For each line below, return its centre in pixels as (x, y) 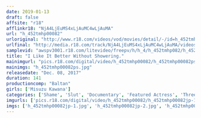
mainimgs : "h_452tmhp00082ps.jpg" (49, 67)
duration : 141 (24, 78)
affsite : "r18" (25, 23)
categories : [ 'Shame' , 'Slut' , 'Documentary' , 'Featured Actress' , (92, 95)
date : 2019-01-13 (28, 12)
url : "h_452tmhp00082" (34, 34)
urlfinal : (19, 45)
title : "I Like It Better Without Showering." (65, 56)
